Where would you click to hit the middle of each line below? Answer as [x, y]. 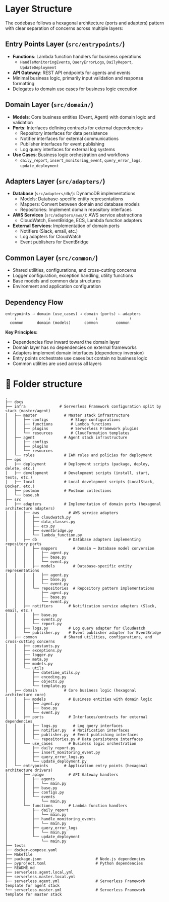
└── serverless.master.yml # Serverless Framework [75, 890]
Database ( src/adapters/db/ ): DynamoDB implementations [74, 194]
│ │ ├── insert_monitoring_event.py [53, 752]
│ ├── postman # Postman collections [59, 491]
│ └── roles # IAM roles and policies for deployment [79, 455]
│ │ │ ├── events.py [34, 619]
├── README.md [20, 868]
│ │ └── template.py [36, 686]
